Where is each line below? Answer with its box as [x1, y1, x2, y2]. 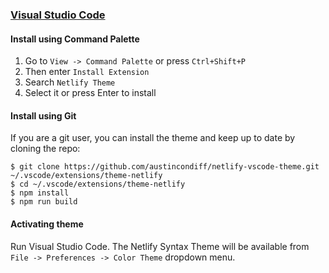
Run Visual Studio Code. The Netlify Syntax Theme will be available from [10, 240, 310, 252]
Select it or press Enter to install [24, 87, 157, 99]
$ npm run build [10, 197, 78, 207]
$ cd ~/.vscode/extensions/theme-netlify [10, 179, 186, 190]
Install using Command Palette [10, 33, 140, 45]
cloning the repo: [10, 143, 81, 155]
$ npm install [10, 188, 70, 198]
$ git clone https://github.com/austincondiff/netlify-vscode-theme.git [10, 162, 320, 172]
